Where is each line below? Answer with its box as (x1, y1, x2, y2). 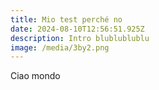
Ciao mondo (10, 70, 61, 82)
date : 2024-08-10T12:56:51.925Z (10, 24, 145, 34)
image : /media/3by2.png (10, 42, 110, 53)
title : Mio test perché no (10, 14, 123, 25)
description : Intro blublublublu (10, 33, 150, 43)
